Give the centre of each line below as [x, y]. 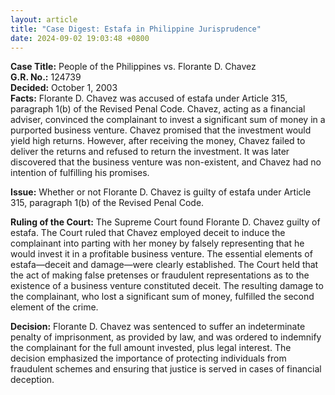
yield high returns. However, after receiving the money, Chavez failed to [158, 141]
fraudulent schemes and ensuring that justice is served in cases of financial [166, 369]
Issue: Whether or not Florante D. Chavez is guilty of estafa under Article [161, 192]
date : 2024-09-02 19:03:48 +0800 [80, 38]
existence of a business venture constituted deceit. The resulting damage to [167, 286]
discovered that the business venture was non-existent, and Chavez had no [166, 162]
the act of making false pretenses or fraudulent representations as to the [160, 275]
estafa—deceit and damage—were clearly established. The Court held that [164, 265]
